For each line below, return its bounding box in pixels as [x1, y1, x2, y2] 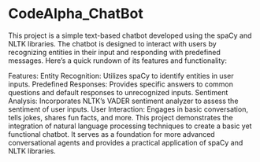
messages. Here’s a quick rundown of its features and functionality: [8, 56, 227, 65]
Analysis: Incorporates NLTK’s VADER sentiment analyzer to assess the [8, 96, 239, 105]
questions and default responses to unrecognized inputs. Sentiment [8, 87, 228, 97]
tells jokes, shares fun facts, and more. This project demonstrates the [8, 112, 234, 122]
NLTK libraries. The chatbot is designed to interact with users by [8, 39, 217, 48]
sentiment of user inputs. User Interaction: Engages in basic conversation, [8, 104, 248, 114]
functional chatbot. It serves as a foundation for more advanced [8, 129, 215, 138]
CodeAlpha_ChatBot [8, 5, 143, 23]
